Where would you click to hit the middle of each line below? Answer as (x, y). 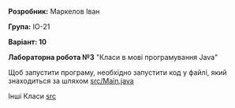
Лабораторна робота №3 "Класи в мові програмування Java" (113, 57)
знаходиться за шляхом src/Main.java (71, 81)
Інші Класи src (32, 96)
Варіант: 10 (28, 42)
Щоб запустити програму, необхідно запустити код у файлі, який (117, 73)
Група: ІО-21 (29, 26)
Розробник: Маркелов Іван (54, 11)
